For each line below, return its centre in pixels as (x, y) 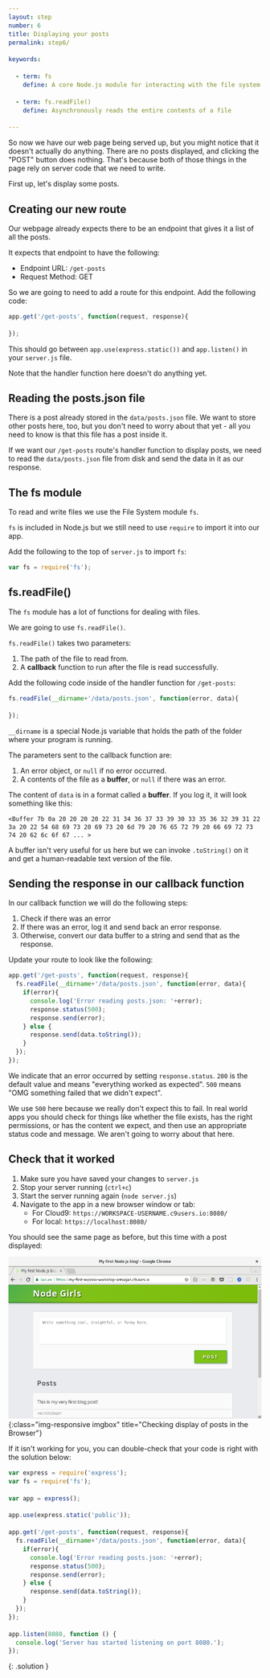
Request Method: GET (57, 277)
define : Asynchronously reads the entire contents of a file (127, 110)
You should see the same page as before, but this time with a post (118, 1237)
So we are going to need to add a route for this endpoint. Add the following (132, 292)
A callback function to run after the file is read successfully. (119, 667)
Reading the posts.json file (77, 398)
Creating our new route (67, 209)
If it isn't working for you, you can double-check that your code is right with (133, 1449)
